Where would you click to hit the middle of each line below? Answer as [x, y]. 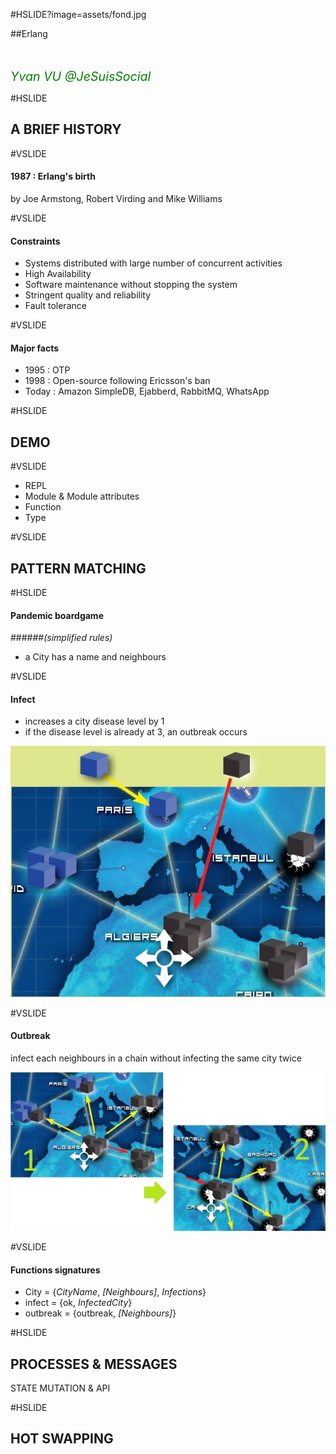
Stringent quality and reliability [88, 295]
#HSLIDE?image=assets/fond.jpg [78, 14]
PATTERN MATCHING [78, 568]
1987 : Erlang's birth [53, 176]
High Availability [58, 274]
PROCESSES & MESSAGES [94, 1364]
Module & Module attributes [82, 496]
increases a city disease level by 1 [94, 721]
